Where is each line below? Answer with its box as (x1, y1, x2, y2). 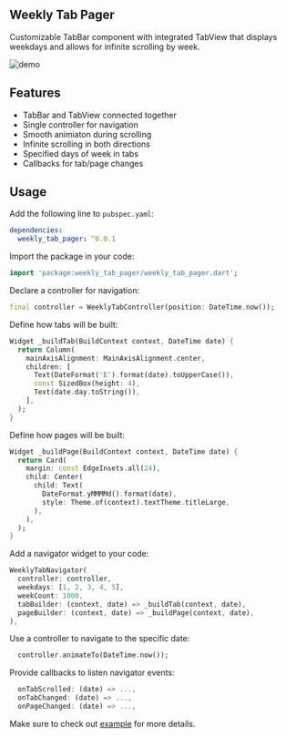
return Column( (17, 345, 76, 354)
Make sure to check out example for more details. (9, 718, 196, 729)
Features (9, 86, 61, 101)
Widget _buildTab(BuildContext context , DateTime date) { (9, 336, 234, 345)
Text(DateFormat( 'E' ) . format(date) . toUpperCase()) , (33, 371, 234, 380)
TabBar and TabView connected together (22, 109, 178, 120)
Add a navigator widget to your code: (9, 548, 149, 559)
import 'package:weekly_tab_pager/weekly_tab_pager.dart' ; (9, 269, 239, 278)
